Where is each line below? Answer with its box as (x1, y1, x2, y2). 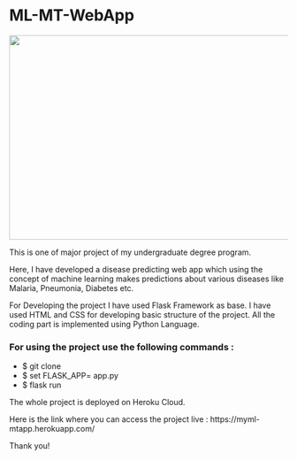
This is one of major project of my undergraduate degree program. (9, 247, 252, 257)
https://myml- (209, 414, 261, 425)
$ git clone (21, 361, 62, 372)
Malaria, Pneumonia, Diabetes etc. (9, 282, 134, 293)
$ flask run (21, 379, 62, 390)
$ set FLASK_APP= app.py (21, 371, 119, 381)
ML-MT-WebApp (9, 5, 135, 26)
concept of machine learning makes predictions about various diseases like (9, 273, 285, 284)
